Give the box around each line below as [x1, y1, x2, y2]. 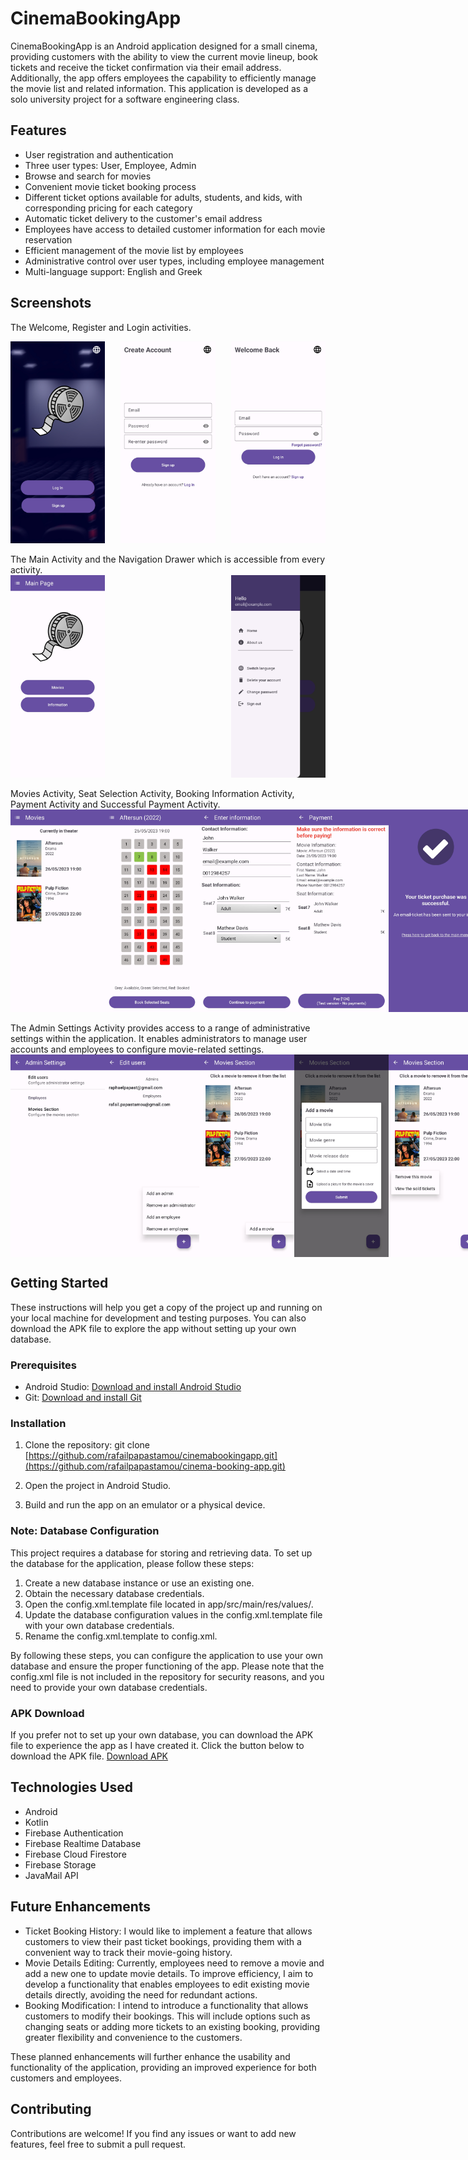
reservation [24, 233, 73, 246]
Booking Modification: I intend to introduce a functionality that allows [24, 1999, 309, 2011]
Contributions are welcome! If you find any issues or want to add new [10, 2127, 297, 2139]
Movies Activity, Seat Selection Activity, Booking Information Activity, [10, 788, 295, 800]
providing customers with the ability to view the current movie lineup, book [10, 50, 319, 62]
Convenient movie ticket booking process [24, 180, 197, 192]
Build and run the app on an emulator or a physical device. [24, 1499, 266, 1511]
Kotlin [24, 1816, 49, 1828]
